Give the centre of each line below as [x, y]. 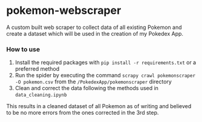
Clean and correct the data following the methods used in [87, 88]
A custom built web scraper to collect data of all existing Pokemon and [94, 27]
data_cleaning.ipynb [41, 95]
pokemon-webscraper [64, 11]
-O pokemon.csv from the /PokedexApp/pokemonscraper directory [93, 82]
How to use [23, 49]
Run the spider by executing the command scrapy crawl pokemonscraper [105, 75]
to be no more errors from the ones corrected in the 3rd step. [83, 113]
